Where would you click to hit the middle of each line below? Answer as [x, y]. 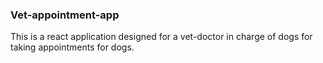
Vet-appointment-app [65, 15]
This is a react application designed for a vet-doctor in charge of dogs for [161, 37]
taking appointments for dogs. [72, 47]
